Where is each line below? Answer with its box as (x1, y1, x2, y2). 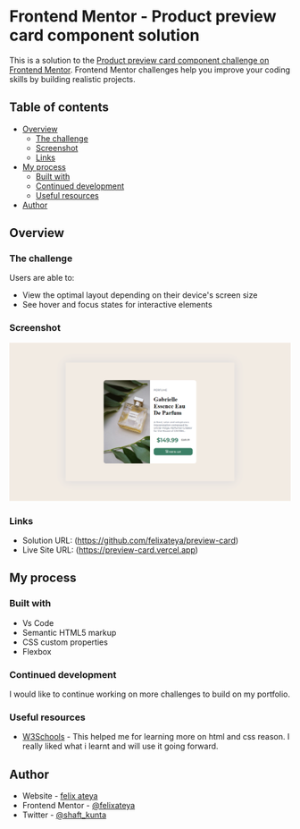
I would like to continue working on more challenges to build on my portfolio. (9, 689, 291, 699)
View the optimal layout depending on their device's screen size (21, 290, 258, 300)
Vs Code (21, 617, 54, 628)
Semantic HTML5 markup (21, 627, 117, 638)
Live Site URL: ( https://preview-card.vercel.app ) (21, 545, 199, 555)
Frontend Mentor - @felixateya (21, 800, 136, 811)
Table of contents (9, 100, 109, 115)
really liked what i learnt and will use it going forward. (21, 740, 219, 752)
